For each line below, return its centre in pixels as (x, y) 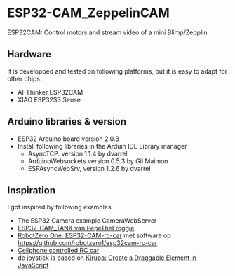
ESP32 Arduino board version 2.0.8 (68, 139)
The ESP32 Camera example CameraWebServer (87, 221)
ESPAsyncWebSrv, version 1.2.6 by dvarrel (89, 168)
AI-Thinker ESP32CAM (50, 92)
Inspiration (32, 190)
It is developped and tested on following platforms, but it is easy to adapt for (117, 71)
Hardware (29, 54)
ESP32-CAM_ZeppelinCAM (88, 13)
